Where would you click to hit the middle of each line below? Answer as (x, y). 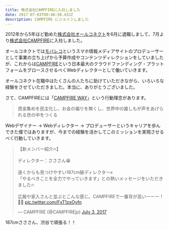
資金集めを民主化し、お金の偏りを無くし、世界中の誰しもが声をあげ (88, 108)
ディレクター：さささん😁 (44, 161)
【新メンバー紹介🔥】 (39, 149)
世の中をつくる (42, 115)
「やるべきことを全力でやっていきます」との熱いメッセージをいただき (90, 179)
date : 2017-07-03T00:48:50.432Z (39, 15)
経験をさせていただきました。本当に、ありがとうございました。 (71, 87)
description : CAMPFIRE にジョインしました (47, 19)
